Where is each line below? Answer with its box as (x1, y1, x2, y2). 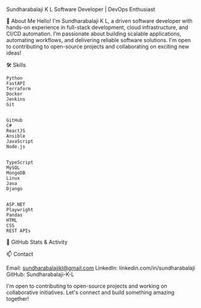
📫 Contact (6, 250, 33, 257)
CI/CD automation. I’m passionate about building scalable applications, (6, 30, 182, 37)
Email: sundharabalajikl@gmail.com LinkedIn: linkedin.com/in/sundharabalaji (6, 265, 196, 271)
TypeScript (6, 159, 34, 165)
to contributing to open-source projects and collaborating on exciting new (6, 43, 190, 50)
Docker (6, 91, 23, 97)
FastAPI (6, 81, 26, 87)
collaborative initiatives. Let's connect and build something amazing (6, 289, 175, 296)
